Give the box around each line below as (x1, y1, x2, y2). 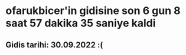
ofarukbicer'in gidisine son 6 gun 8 (5, 4, 181, 18)
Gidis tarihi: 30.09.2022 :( (5, 40, 103, 50)
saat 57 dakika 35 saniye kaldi (5, 16, 156, 30)
